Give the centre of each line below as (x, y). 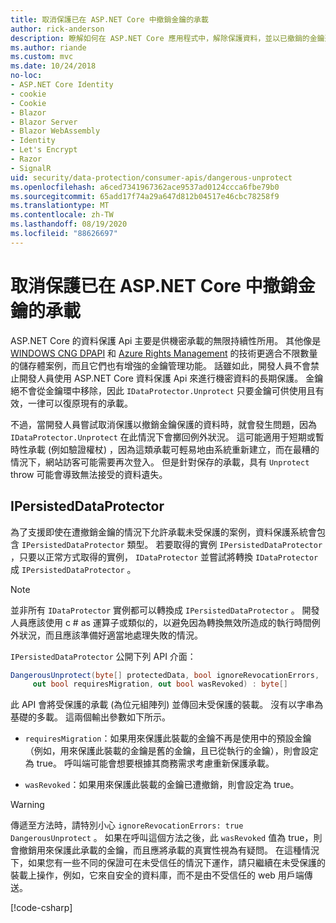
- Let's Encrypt (44, 150)
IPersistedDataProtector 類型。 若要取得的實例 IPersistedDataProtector (172, 544)
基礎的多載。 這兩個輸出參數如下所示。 (90, 717)
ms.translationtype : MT (60, 206)
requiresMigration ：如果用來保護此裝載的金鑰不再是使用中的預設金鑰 (168, 738)
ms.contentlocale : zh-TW (62, 215)
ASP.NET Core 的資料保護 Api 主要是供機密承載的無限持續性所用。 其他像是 (166, 340)
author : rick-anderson (57, 29)
